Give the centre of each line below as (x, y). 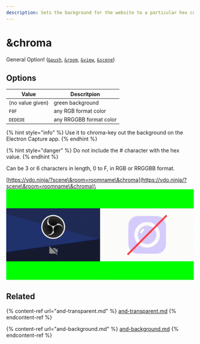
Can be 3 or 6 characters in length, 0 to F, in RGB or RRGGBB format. (90, 168)
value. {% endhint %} (32, 157)
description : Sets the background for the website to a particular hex (97, 13)
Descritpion (85, 94)
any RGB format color (80, 111)
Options (21, 78)
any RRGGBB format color (85, 119)
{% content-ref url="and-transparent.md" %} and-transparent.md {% (91, 311)
